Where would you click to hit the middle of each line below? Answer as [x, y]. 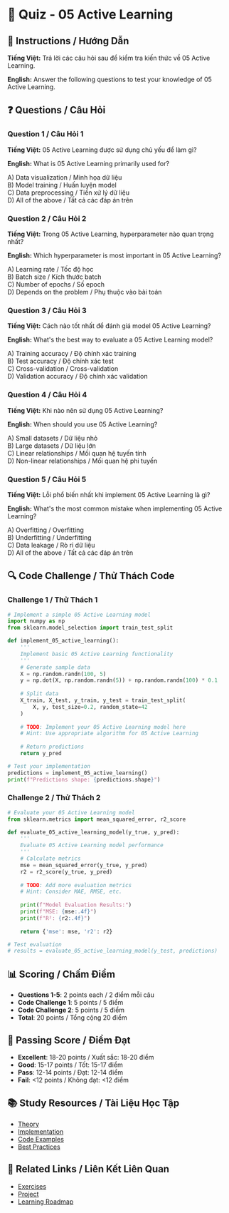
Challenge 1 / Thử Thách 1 [53, 600]
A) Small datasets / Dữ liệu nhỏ [53, 438]
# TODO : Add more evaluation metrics [76, 885]
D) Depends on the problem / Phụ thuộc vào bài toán [85, 292]
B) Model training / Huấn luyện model [62, 185]
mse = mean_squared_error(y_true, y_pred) [84, 865]
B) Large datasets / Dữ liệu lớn [52, 446]
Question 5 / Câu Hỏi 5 [47, 479]
